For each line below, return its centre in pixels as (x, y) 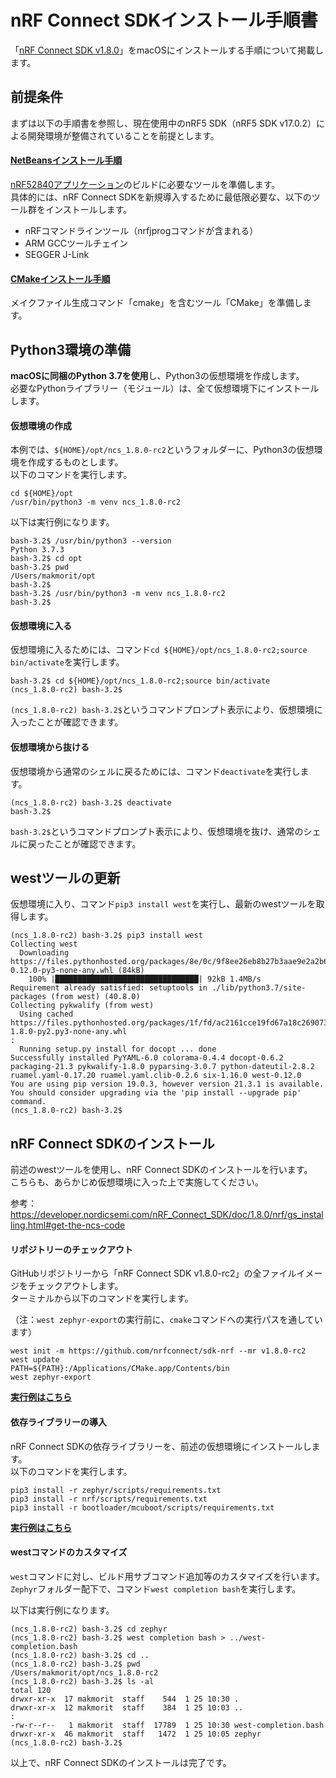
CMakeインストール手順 (60, 278)
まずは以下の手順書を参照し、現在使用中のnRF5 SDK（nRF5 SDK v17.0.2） (163, 123)
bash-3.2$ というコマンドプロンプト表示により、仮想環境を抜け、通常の (157, 831)
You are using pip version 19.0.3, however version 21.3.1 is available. (167, 1084)
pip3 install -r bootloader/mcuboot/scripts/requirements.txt (142, 1507)
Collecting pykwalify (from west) (82, 1006)
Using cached (46, 1014)
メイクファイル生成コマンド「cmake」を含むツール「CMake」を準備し (156, 303)
